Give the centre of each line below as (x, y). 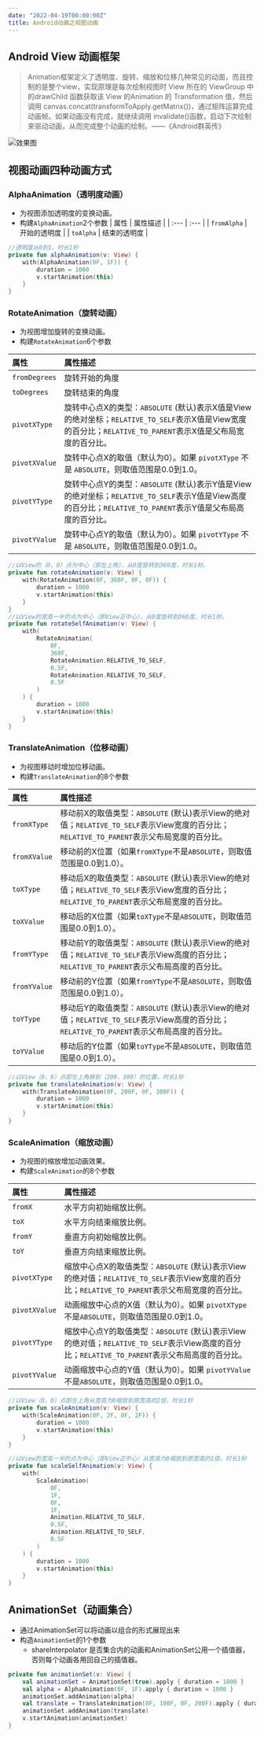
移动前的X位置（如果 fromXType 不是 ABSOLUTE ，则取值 (156, 851)
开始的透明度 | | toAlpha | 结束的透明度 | (84, 232)
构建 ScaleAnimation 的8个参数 (67, 1171)
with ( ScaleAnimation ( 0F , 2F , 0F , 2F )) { (89, 1416)
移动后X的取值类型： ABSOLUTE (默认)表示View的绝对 (155, 878)
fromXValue (32, 857)
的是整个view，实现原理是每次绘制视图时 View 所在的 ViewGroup (139, 87)
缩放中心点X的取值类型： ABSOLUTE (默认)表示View (155, 1267)
